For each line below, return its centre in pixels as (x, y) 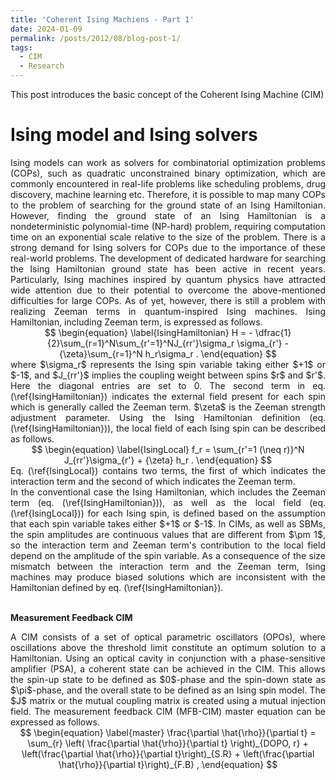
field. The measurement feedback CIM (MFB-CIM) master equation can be (168, 711)
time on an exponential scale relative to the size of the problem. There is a (168, 237)
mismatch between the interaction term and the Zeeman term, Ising (168, 566)
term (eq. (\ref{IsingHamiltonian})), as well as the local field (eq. (168, 502)
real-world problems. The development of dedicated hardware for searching (168, 258)
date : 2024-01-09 (46, 29)
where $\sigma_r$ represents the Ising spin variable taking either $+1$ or (168, 364)
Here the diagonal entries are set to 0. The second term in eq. (168, 385)
